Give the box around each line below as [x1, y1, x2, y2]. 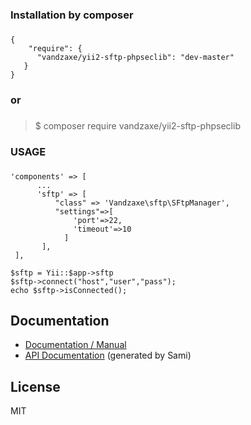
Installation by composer [10, 8, 134, 22]
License [10, 378, 61, 395]
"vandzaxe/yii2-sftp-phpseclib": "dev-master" [36, 52, 235, 62]
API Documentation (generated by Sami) [24, 349, 192, 362]
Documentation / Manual [24, 339, 127, 351]
